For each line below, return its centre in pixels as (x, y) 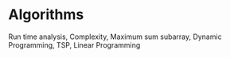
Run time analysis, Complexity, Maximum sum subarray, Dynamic (115, 37)
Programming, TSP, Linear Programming (74, 44)
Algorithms (46, 15)
